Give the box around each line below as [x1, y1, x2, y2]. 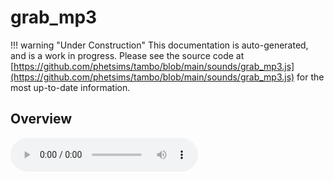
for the [296, 71, 325, 83]
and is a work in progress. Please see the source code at [10, 49, 245, 61]
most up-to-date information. [10, 81, 131, 93]
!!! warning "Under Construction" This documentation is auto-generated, [10, 39, 309, 51]
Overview [10, 111, 73, 128]
